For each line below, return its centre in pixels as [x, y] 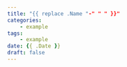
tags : [15, 33]
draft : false [26, 53]
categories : [24, 20]
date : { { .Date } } [34, 46]
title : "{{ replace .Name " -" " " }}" [63, 14]
